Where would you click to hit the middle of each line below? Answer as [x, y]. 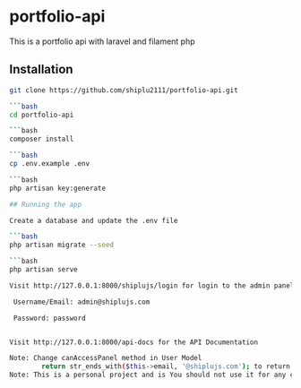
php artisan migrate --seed [62, 245]
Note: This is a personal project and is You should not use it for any [148, 375]
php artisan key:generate [57, 188]
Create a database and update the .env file [94, 220]
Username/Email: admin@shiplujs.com [82, 302]
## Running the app [46, 204]
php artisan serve [43, 270]
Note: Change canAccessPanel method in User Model [106, 358]
